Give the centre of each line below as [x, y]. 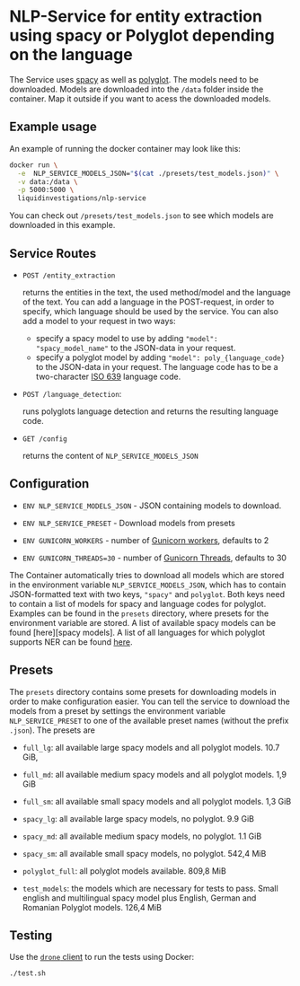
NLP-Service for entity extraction [136, 17]
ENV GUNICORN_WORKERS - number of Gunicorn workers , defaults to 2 [146, 540]
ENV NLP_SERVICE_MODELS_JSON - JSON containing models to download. [152, 506]
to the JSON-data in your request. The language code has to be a [157, 366]
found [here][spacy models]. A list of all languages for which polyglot [137, 632]
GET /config [44, 439]
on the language [71, 55]
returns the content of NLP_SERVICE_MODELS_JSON [110, 455]
